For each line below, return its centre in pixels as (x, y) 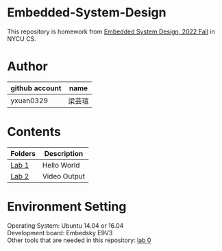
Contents (34, 132)
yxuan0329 (29, 101)
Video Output (64, 176)
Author (27, 67)
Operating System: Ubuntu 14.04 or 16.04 (65, 225)
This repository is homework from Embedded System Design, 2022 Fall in (111, 31)
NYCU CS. (22, 38)
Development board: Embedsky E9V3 (60, 233)
